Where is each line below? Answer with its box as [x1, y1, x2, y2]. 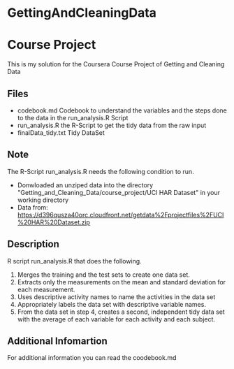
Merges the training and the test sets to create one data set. [17, 270, 190, 279]
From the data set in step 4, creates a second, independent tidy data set [17, 307, 225, 316]
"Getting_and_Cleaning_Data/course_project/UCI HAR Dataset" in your [17, 188, 221, 196]
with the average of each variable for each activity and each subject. [17, 314, 215, 323]
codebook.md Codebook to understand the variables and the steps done [17, 106, 227, 115]
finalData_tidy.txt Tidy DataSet [17, 128, 105, 137]
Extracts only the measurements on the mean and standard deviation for [17, 277, 226, 286]
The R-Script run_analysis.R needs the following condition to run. [7, 167, 194, 175]
